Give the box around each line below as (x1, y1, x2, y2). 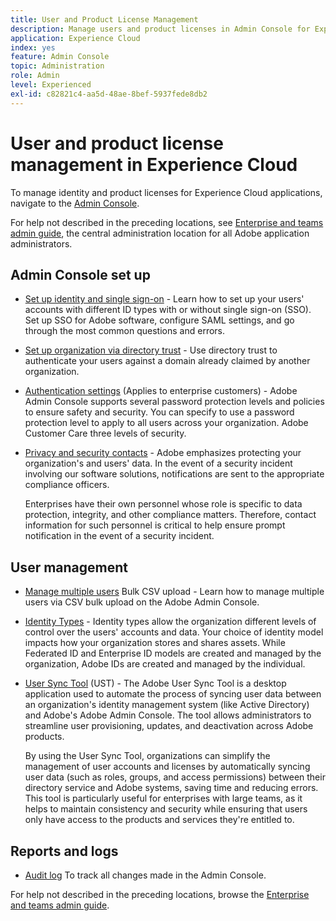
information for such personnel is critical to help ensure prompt (24, 519, 286, 531)
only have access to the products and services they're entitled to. (24, 814, 295, 826)
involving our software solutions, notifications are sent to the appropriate (24, 468, 325, 480)
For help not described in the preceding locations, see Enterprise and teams (10, 216, 324, 228)
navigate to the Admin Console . (10, 197, 140, 209)
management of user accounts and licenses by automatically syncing (24, 761, 311, 773)
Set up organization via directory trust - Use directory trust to (24, 344, 278, 356)
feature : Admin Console (10, 52, 110, 62)
